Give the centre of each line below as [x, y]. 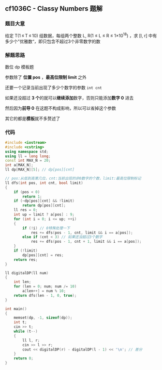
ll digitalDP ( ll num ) [27, 273]
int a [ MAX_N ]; [19, 165]
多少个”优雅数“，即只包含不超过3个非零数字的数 [53, 42]
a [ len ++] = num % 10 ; [44, 291]
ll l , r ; [31, 340]
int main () [16, 309]
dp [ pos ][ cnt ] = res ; [43, 255]
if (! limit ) [26, 251]
